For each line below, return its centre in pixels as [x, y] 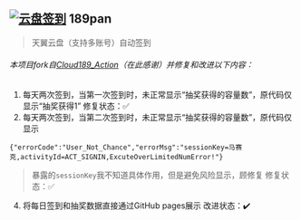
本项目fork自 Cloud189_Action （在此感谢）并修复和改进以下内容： [131, 65]
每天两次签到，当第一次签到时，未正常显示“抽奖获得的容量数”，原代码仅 [157, 95]
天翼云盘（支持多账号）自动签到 [91, 43]
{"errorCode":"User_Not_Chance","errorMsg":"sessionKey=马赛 [126, 148]
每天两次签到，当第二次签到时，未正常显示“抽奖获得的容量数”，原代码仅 [157, 118]
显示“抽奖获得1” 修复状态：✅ [76, 106]
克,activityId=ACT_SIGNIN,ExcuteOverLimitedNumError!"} [117, 158]
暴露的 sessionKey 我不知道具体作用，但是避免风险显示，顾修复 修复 [156, 175]
